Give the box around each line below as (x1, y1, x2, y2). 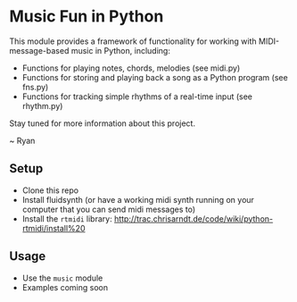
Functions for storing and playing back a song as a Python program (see (21, 71, 288, 82)
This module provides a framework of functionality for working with (9, 36, 257, 46)
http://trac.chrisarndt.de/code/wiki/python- (114, 213, 274, 224)
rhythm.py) (21, 100, 63, 111)
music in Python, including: (70, 45, 171, 55)
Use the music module (21, 273, 103, 283)
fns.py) (21, 81, 49, 92)
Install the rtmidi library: (21, 213, 113, 224)
